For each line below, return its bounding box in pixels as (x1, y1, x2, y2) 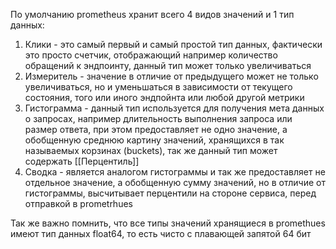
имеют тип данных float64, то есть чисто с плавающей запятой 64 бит (10, 228, 312, 239)
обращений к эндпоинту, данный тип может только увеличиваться (24, 60, 312, 71)
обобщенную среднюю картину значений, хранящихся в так (24, 134, 285, 146)
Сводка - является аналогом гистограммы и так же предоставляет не (24, 166, 326, 178)
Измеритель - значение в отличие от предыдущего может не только (24, 70, 319, 82)
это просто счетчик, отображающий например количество (24, 49, 278, 61)
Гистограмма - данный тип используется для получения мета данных (24, 102, 325, 114)
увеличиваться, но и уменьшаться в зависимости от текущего (24, 81, 293, 93)
